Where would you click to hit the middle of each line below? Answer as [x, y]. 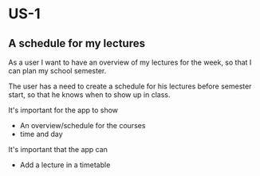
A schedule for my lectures [77, 43]
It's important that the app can [58, 149]
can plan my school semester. [57, 71]
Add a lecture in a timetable [65, 165]
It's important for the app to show [63, 110]
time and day [41, 134]
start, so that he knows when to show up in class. [89, 95]
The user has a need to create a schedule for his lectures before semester [130, 86]
